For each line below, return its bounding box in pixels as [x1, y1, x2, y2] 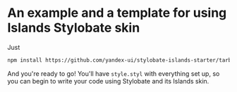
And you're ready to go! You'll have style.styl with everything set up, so [7, 69, 220, 78]
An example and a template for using [7, 5, 227, 21]
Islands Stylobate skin [7, 20, 140, 36]
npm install [7, 56, 42, 64]
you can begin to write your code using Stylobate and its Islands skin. [7, 77, 209, 85]
